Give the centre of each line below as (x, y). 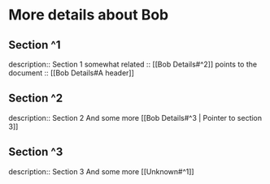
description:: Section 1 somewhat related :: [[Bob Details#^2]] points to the (133, 64)
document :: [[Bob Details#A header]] (71, 73)
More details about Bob (89, 15)
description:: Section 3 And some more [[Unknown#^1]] (101, 171)
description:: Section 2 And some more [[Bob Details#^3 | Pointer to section (135, 118)
